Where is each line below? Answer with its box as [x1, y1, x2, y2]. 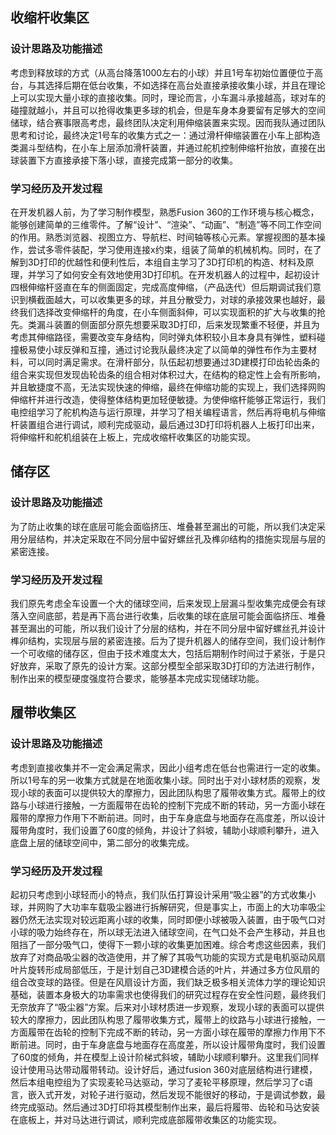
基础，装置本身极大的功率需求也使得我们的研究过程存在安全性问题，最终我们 [10, 988, 326, 1000]
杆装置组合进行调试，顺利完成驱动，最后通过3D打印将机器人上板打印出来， [10, 418, 320, 430]
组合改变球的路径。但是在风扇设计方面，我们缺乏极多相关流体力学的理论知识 [10, 976, 326, 988]
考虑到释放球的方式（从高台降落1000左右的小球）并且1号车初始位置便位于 [10, 66, 315, 78]
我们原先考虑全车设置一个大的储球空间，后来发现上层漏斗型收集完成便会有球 [10, 597, 326, 609]
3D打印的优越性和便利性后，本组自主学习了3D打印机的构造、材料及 [27, 256, 306, 268]
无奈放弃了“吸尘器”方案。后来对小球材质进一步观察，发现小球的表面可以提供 [10, 1001, 325, 1013]
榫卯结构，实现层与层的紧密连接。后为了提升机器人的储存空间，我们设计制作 [10, 634, 326, 647]
